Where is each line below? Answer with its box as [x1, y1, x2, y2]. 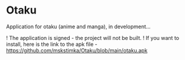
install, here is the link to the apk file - [6, 41, 98, 48]
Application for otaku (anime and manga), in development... [6, 23, 151, 30]
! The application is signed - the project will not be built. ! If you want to [6, 34, 179, 41]
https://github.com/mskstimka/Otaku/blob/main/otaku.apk [6, 46, 148, 54]
